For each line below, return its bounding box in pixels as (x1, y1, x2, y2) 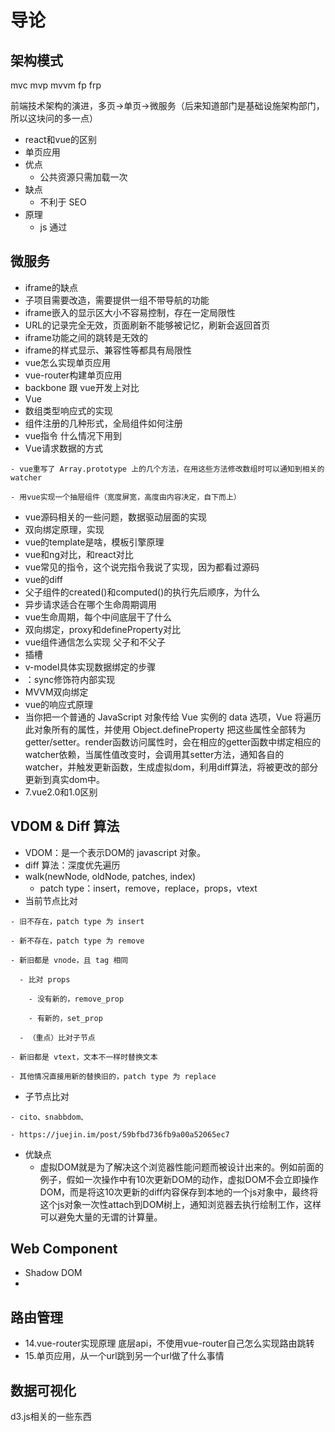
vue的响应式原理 (24, 698, 94, 710)
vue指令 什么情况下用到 (24, 429, 123, 441)
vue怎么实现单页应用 (24, 356, 112, 368)
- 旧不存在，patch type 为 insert (10, 916, 145, 926)
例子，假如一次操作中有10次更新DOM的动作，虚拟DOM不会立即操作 (39, 1173, 320, 1185)
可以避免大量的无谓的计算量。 (39, 1211, 163, 1223)
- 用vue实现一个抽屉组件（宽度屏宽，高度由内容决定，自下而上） (10, 492, 242, 502)
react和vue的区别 (24, 134, 97, 145)
